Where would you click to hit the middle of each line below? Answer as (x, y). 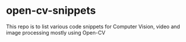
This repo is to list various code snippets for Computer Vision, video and (93, 26)
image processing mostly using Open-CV (56, 32)
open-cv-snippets (51, 11)
